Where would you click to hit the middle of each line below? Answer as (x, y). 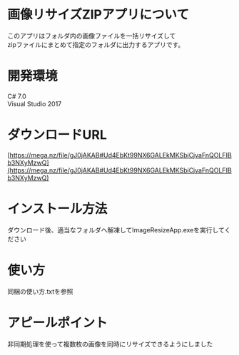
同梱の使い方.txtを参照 (40, 291)
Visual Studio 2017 (35, 103)
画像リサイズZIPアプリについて (98, 15)
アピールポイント (58, 323)
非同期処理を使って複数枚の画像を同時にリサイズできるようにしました (110, 344)
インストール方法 (57, 209)
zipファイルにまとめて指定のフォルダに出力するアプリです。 (96, 44)
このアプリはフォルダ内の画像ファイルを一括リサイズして (92, 36)
